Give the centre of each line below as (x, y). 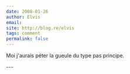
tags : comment (23, 33)
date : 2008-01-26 (27, 11)
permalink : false (27, 39)
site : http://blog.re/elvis (40, 28)
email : (14, 22)
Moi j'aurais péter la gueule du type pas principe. (65, 55)
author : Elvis (23, 17)
